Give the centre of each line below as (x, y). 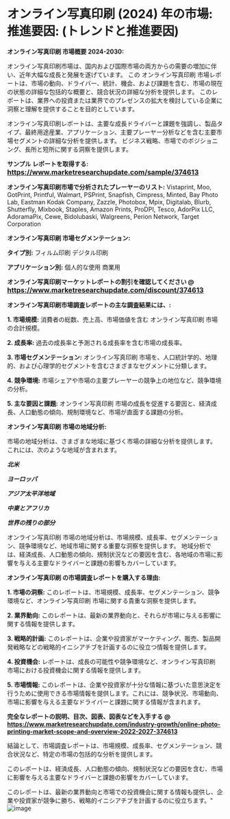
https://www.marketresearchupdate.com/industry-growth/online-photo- (114, 724)
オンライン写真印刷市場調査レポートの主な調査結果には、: (89, 305)
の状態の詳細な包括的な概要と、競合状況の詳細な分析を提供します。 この (110, 92)
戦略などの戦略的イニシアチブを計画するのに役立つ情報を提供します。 (112, 647)
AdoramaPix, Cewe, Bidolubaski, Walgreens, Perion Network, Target (103, 216)
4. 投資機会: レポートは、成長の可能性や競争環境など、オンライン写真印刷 (111, 661)
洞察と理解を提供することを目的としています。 (73, 109)
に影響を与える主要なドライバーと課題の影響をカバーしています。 (100, 777)
